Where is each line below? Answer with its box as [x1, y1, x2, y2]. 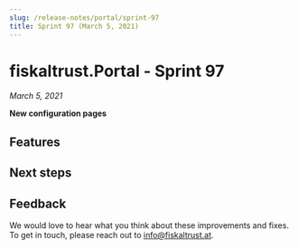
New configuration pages [9, 108, 107, 119]
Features [9, 134, 61, 149]
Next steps [9, 165, 72, 181]
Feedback [9, 196, 67, 211]
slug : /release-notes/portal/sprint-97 [9, 13, 160, 23]
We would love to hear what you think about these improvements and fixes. [9, 220, 289, 231]
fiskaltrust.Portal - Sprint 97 [9, 61, 225, 81]
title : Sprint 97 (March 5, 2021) [9, 22, 140, 31]
